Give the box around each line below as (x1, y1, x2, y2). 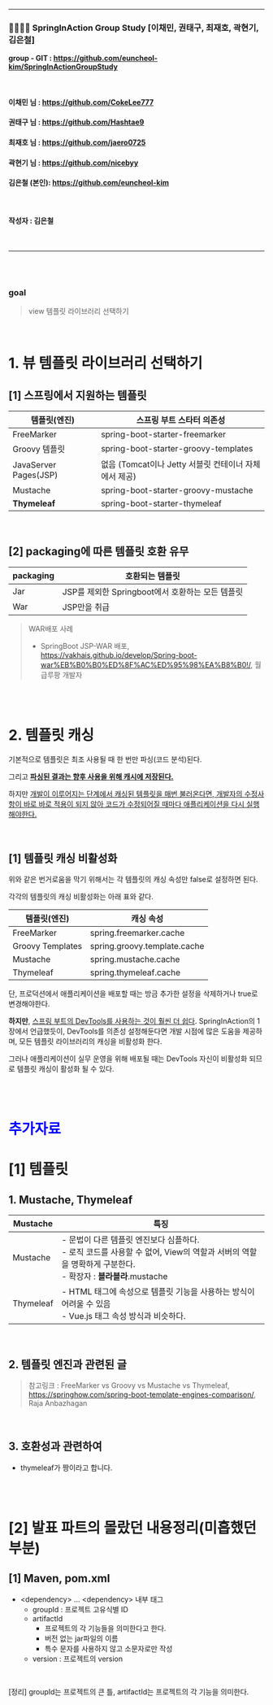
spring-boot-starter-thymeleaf (101, 498, 222, 509)
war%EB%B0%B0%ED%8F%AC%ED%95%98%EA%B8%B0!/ (40, 660, 251, 670)
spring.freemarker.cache (89, 927, 185, 938)
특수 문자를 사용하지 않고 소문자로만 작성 (44, 1643, 173, 1653)
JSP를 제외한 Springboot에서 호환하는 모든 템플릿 (62, 586, 244, 598)
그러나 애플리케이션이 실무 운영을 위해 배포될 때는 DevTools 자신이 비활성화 (8, 1054, 248, 1063)
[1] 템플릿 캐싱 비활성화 (8, 851, 118, 865)
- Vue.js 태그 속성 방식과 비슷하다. (61, 1311, 186, 1322)
